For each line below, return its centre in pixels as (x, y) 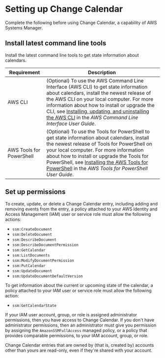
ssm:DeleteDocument (32, 234)
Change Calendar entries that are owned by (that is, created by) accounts (80, 345)
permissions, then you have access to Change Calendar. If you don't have (80, 320)
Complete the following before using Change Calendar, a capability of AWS (81, 23)
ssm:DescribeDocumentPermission (45, 245)
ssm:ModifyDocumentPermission (43, 260)
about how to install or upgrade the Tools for (97, 156)
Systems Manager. (24, 27)
